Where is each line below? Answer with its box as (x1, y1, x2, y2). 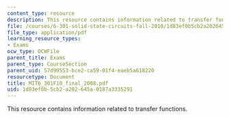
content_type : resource (7, 10, 75, 17)
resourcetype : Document (7, 73, 75, 80)
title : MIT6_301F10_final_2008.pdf (7, 80, 109, 87)
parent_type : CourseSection (7, 61, 88, 68)
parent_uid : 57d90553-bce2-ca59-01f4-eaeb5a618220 (7, 67, 155, 74)
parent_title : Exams (7, 55, 66, 61)
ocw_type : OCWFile (7, 48, 60, 55)
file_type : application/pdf (7, 29, 88, 36)
